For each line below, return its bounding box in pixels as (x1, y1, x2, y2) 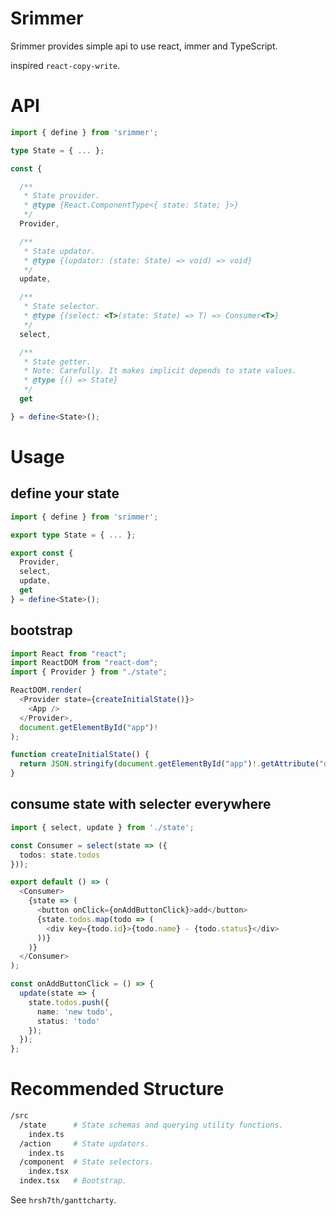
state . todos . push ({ (28, 997, 110, 1007)
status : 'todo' (36, 1016, 101, 1026)
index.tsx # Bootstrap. (19, 1176, 128, 1186)
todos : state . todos (19, 850, 101, 860)
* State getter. (23, 357, 92, 367)
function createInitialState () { (10, 750, 150, 760)
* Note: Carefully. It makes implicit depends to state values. (23, 366, 298, 376)
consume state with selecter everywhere (10, 796, 272, 813)
